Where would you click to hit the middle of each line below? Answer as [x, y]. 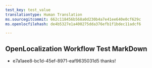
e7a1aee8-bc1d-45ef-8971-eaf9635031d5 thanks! [64, 61]
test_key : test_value [28, 10]
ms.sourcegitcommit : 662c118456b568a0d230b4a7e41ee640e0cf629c [73, 19]
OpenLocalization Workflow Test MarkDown [76, 49]
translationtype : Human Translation [44, 15]
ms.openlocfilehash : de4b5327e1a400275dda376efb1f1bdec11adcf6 [73, 24]
